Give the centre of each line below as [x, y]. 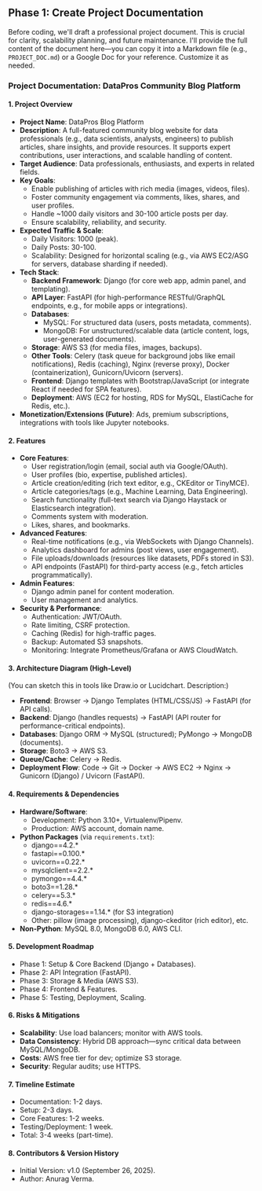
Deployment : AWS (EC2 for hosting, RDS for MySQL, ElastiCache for [142, 397]
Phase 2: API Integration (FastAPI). [75, 972]
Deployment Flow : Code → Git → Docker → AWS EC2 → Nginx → [125, 768]
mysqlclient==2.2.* [62, 870]
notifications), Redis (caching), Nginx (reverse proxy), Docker [130, 364]
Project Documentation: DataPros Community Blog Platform [124, 86]
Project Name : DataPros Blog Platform [82, 122]
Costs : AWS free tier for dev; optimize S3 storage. [100, 1057]
